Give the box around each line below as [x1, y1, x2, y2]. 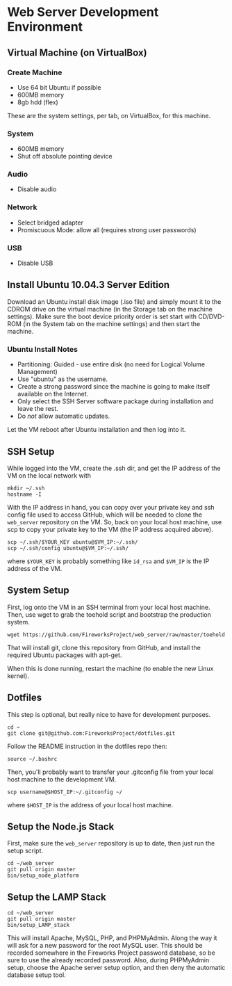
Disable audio [17, 185, 57, 193]
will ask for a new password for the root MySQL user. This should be [7, 941, 203, 950]
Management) [17, 368, 58, 376]
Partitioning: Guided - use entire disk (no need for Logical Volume [17, 360, 206, 369]
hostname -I [7, 491, 42, 498]
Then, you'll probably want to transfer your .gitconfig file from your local [7, 768, 214, 776]
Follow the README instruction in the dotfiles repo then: [7, 742, 167, 750]
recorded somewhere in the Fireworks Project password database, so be [7, 948, 215, 957]
